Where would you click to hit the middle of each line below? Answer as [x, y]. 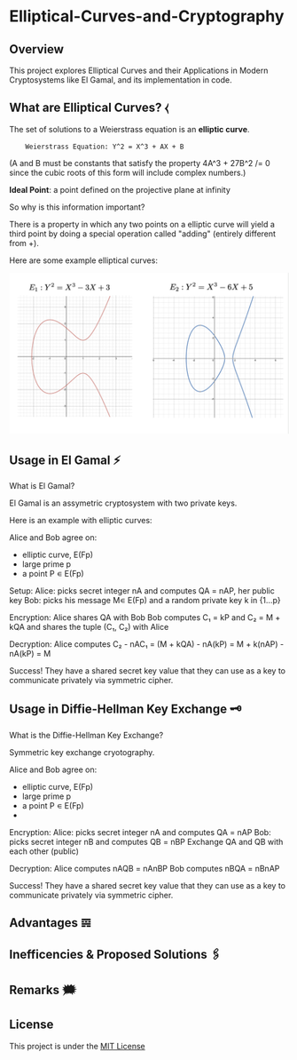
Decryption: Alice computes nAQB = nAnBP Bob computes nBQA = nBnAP [145, 868]
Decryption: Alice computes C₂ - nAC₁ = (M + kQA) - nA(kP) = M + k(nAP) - [147, 644]
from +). [24, 243]
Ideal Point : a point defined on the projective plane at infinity [120, 189]
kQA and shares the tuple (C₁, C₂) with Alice [89, 627]
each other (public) [44, 851]
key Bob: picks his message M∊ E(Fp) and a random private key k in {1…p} [145, 601]
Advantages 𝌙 [50, 923]
